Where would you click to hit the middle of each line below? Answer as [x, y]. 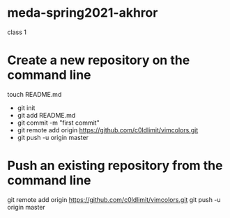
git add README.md [46, 115]
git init [26, 108]
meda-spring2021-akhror [83, 13]
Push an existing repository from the [115, 166]
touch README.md [34, 94]
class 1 [17, 32]
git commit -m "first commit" [58, 123]
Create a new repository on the [99, 60]
